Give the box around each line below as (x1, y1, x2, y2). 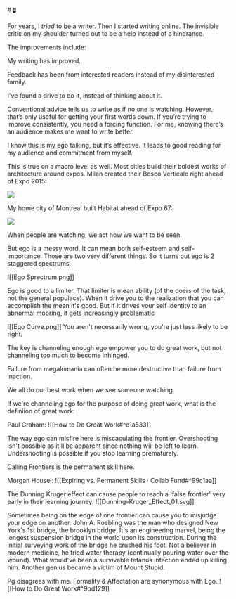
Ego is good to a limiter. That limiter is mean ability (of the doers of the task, (7, 287, 226, 295)
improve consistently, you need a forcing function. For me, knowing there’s (7, 120, 223, 128)
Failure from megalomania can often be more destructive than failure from (7, 365, 221, 373)
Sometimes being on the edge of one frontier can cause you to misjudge (7, 511, 217, 519)
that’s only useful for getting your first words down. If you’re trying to (7, 112, 207, 121)
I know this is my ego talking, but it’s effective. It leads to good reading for (7, 141, 221, 149)
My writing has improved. (7, 57, 81, 65)
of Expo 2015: (7, 177, 47, 185)
